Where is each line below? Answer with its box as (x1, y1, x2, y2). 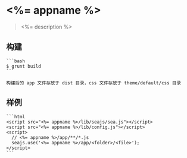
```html (6, 113, 26, 119)
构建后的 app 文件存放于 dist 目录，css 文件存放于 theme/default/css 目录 (6, 80, 182, 86)
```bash (6, 58, 26, 64)
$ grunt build (6, 63, 42, 69)
